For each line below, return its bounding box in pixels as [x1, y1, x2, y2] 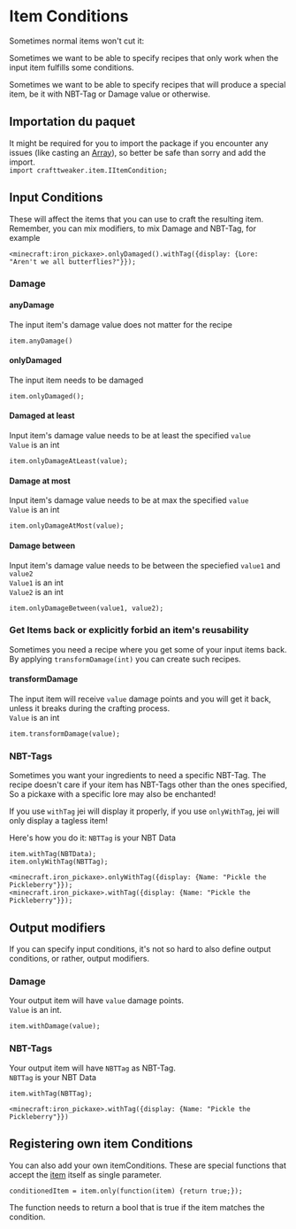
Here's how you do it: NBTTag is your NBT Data [9, 832, 177, 843]
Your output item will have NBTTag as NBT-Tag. [9, 1063, 177, 1073]
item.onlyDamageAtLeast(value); [9, 457, 128, 466]
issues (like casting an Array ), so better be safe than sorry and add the [9, 147, 267, 158]
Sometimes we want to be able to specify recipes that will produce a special [9, 79, 286, 89]
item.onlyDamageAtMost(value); [9, 522, 125, 530]
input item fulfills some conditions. [9, 62, 134, 73]
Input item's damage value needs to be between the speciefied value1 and [9, 560, 281, 570]
